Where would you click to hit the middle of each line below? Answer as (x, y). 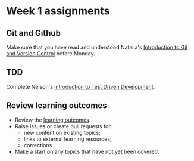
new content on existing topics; (62, 132)
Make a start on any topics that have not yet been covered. (87, 151)
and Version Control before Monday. (51, 54)
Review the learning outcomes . (53, 120)
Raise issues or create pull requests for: (63, 126)
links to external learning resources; (68, 139)
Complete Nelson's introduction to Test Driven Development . (81, 86)
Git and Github (34, 33)
